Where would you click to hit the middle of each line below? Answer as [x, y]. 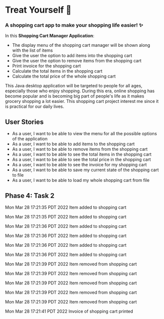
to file [18, 175]
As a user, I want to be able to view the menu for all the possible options [84, 134]
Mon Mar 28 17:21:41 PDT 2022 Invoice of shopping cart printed [69, 311]
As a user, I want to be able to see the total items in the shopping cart [82, 154]
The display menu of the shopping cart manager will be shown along [81, 45]
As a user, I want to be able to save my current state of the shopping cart [85, 170]
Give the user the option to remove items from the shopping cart [77, 61]
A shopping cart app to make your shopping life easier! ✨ [74, 25]
